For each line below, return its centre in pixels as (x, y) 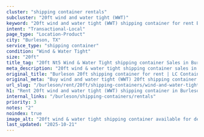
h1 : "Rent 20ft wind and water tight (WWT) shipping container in (92, 91)
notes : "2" (20, 108)
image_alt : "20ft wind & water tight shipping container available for (99, 119)
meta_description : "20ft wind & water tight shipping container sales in (102, 68)
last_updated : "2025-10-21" (42, 125)
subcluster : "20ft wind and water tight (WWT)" (68, 18)
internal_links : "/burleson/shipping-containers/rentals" (81, 96)
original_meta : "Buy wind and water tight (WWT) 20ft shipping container (102, 79)
